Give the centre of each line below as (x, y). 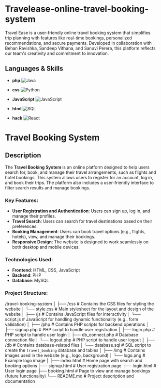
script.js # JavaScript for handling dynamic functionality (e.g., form (72, 319)
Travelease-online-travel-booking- (77, 9)
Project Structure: (27, 293)
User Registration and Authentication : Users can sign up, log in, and (81, 211)
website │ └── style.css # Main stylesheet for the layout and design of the (79, 309)
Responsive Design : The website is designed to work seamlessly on (80, 242)
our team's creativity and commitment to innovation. (57, 53)
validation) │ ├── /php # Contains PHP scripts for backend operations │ (77, 324)
